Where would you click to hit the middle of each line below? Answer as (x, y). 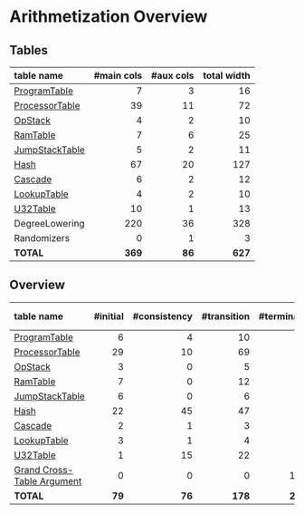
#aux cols (172, 76)
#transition (226, 316)
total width (227, 76)
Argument (61, 480)
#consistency (162, 316)
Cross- (58, 470)
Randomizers (42, 238)
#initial (109, 316)
